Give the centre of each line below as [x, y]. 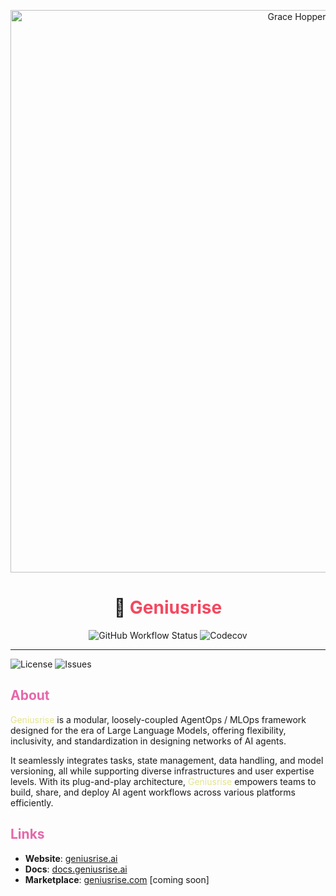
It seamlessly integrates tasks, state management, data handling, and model [167, 760]
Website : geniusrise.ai [71, 858]
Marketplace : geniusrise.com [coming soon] [117, 879]
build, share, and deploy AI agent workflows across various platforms [153, 792]
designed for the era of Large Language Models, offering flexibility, [148, 730]
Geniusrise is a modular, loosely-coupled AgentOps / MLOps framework [158, 719]
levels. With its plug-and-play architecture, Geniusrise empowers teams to [163, 781]
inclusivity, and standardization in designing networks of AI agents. [148, 741]
